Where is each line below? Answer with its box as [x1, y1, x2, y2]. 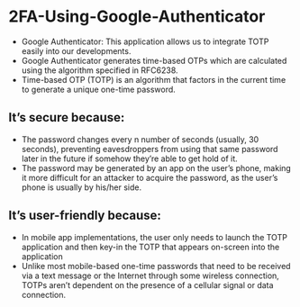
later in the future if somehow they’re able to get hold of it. [21, 153, 238, 164]
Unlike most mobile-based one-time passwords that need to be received [21, 260, 291, 271]
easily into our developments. [21, 45, 132, 56]
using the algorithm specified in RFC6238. [21, 65, 178, 76]
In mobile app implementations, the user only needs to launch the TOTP [21, 231, 287, 242]
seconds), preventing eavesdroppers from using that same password [21, 143, 278, 154]
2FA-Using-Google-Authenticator [8, 6, 266, 27]
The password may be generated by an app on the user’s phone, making [21, 162, 292, 173]
